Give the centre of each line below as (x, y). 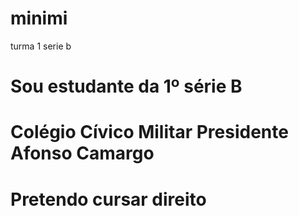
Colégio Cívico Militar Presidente (149, 132)
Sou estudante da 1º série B (126, 86)
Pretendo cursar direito (108, 199)
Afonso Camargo (82, 153)
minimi (39, 18)
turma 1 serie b (41, 46)
